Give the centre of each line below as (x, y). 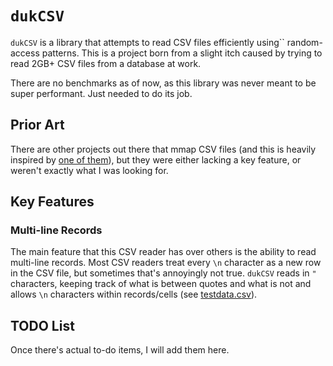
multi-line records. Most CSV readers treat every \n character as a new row (166, 263)
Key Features (52, 202)
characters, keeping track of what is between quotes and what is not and (161, 284)
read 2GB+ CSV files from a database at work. (106, 63)
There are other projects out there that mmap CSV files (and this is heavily (163, 149)
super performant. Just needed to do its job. (101, 93)
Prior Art (37, 125)
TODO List (42, 325)
